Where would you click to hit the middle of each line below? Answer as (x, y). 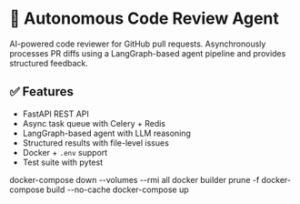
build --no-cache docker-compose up (118, 189)
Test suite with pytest (63, 162)
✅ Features (42, 92)
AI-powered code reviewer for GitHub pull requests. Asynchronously (138, 44)
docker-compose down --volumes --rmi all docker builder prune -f (135, 179)
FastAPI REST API (55, 114)
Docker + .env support (65, 152)
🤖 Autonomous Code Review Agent (145, 19)
